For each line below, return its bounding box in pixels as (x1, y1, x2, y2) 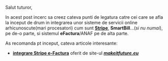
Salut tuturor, (5, 5, 33, 10)
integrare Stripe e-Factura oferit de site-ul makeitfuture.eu (12, 50, 139, 56)
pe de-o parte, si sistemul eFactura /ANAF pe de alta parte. (5, 30, 129, 36)
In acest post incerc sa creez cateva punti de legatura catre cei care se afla (5, 14, 163, 20)
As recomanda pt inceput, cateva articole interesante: (5, 40, 118, 46)
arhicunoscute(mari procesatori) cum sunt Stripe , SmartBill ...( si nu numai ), (5, 25, 163, 31)
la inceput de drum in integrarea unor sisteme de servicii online (5, 20, 137, 25)
